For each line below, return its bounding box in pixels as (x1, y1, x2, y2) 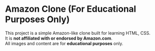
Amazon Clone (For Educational (5, 3, 136, 15)
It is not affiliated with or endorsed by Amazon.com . (5, 35, 112, 41)
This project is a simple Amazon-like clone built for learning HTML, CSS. (5, 30, 151, 36)
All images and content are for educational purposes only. (5, 40, 124, 46)
